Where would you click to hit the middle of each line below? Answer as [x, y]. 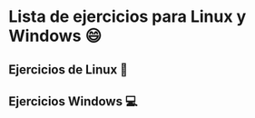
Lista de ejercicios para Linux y [127, 17]
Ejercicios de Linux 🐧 [69, 69]
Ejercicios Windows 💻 [73, 101]
